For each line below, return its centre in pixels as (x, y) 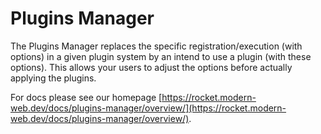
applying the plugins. (53, 78)
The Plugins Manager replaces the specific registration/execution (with (156, 46)
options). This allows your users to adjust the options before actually (151, 67)
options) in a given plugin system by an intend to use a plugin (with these (161, 56)
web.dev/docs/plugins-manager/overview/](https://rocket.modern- (148, 108)
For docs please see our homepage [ (86, 97)
